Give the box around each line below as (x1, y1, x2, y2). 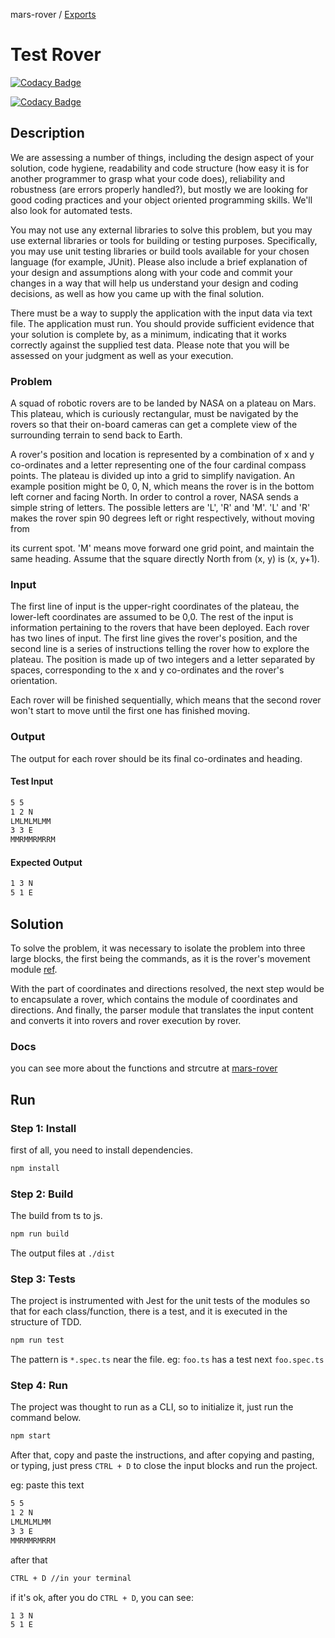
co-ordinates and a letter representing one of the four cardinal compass (10, 459, 307, 471)
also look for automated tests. (10, 204, 133, 216)
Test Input (10, 775, 54, 788)
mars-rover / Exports (10, 9, 97, 20)
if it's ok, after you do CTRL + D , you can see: (10, 1591, 194, 1603)
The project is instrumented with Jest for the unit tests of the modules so (10, 1295, 311, 1307)
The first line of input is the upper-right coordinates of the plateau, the (10, 600, 300, 613)
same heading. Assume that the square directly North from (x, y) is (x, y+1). (10, 553, 320, 565)
